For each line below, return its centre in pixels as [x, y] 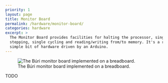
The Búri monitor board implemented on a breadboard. [74, 66]
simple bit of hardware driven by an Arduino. [59, 47]
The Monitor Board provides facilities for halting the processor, [81, 38]
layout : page [19, 14]
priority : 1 [17, 10]
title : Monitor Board [28, 19]
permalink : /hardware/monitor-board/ [44, 24]
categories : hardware [28, 28]
